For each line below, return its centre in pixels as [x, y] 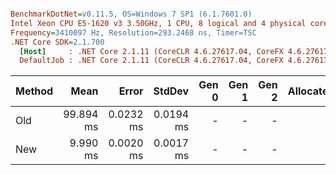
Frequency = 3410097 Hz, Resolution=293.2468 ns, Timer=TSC [133, 32]
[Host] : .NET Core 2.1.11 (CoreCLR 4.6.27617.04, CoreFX [151, 51]
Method [34, 91]
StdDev [171, 91]
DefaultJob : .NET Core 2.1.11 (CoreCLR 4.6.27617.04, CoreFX [151, 61]
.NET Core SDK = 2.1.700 [57, 42]
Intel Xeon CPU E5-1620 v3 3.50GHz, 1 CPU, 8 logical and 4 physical [158, 23]
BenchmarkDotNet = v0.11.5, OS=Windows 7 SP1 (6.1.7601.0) [131, 14]
